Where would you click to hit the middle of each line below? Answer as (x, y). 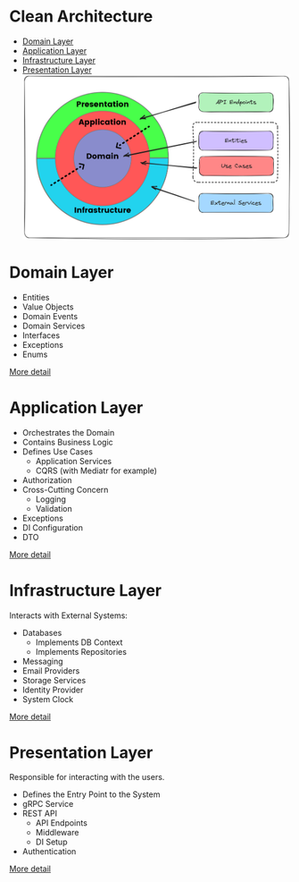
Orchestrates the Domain (68, 432)
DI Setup (51, 842)
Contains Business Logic (67, 442)
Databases (42, 632)
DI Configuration (52, 527)
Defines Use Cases (58, 451)
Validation (54, 508)
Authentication (49, 852)
